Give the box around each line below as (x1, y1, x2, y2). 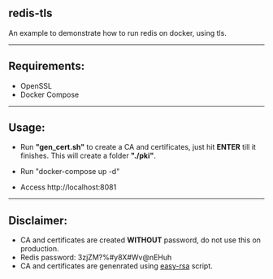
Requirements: (8, 59, 85, 73)
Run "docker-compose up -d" (19, 167, 120, 177)
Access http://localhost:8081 (19, 182, 117, 192)
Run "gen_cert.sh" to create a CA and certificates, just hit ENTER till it (19, 142, 256, 152)
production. (19, 244, 59, 254)
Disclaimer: (8, 213, 67, 227)
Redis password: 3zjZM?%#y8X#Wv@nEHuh (19, 252, 172, 263)
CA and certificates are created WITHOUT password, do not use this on (19, 235, 262, 245)
